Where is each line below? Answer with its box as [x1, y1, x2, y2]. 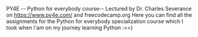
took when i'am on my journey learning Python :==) [6, 24, 133, 31]
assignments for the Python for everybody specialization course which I [6, 18, 184, 24]
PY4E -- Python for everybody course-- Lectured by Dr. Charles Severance [6, 5, 192, 12]
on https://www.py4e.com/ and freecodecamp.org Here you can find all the [6, 11, 193, 18]
